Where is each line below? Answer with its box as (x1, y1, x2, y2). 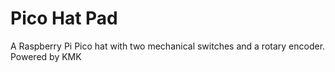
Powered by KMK (10, 50, 82, 62)
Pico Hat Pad (10, 7, 118, 30)
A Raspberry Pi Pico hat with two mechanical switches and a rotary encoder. (10, 40, 326, 52)
